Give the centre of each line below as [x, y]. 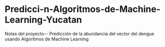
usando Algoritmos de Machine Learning [47, 39]
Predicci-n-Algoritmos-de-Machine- [83, 9]
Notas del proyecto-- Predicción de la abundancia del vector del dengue [79, 33]
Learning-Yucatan [43, 20]
